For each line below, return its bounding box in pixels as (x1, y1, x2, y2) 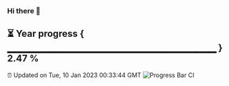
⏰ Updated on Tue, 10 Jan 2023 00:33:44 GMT (7, 71, 141, 79)
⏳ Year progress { (7, 28, 85, 40)
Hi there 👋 (7, 6, 41, 16)
